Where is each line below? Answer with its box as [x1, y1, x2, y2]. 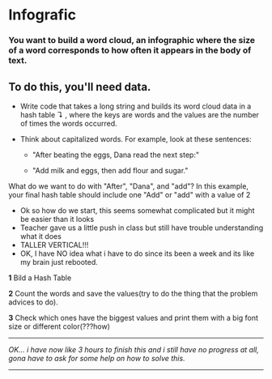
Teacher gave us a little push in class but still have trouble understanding [19, 223, 264, 232]
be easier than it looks [19, 214, 95, 224]
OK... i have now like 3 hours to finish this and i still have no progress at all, [8, 344, 259, 354]
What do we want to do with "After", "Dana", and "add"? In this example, [8, 181, 249, 191]
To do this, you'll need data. [8, 79, 151, 94]
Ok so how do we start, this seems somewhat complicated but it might [19, 205, 255, 215]
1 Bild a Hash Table [8, 273, 72, 283]
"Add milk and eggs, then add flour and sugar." [32, 165, 189, 175]
